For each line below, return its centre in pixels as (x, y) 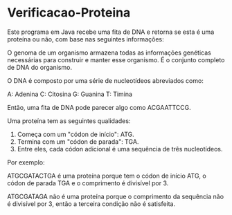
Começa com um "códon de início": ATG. (76, 134)
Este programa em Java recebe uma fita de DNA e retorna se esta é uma (111, 32)
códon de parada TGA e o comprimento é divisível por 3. (88, 183)
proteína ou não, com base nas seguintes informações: (86, 39)
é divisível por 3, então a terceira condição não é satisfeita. (91, 204)
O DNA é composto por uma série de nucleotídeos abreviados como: (106, 80)
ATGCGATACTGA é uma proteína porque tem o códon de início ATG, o (107, 176)
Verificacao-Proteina (69, 13)
